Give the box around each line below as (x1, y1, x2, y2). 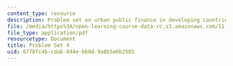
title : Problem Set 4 (7, 42, 70, 49)
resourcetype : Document (7, 36, 76, 43)
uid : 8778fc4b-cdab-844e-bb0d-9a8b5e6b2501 (7, 49, 135, 56)
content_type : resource (7, 10, 76, 17)
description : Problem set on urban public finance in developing (7, 16, 200, 23)
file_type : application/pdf (7, 29, 89, 36)
